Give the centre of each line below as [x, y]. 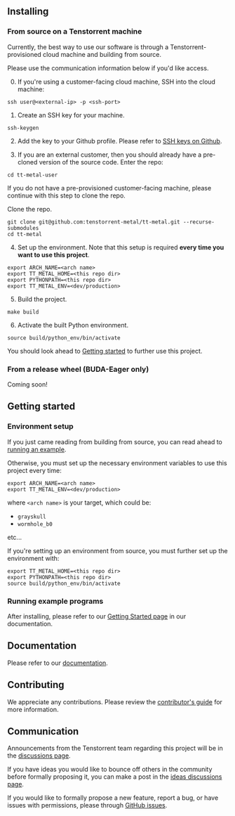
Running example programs [55, 601]
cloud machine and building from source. [102, 54]
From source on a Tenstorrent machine [75, 32]
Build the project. [42, 299]
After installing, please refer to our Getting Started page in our [97, 616]
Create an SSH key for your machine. [71, 115]
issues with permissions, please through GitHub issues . [87, 805]
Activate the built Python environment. [73, 325]
